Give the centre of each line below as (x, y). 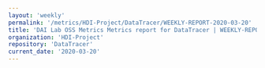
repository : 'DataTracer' (50, 45)
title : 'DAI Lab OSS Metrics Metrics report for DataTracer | (112, 30)
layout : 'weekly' (37, 15)
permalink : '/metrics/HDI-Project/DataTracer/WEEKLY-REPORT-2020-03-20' (130, 23)
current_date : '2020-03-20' (54, 52)
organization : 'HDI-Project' (56, 37)
